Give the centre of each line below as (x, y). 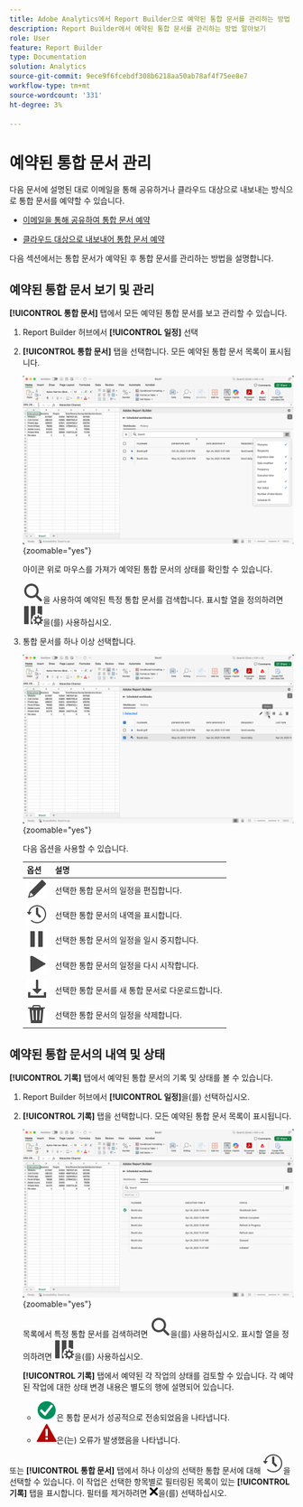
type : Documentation (48, 57)
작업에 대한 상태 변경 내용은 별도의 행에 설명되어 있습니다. (133, 1387)
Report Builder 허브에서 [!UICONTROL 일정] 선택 (110, 332)
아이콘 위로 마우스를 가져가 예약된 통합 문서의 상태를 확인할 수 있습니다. (147, 570)
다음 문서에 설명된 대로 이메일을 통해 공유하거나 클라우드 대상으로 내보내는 (139, 190)
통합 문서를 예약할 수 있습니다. (72, 201)
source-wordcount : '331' (56, 95)
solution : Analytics (48, 67)
